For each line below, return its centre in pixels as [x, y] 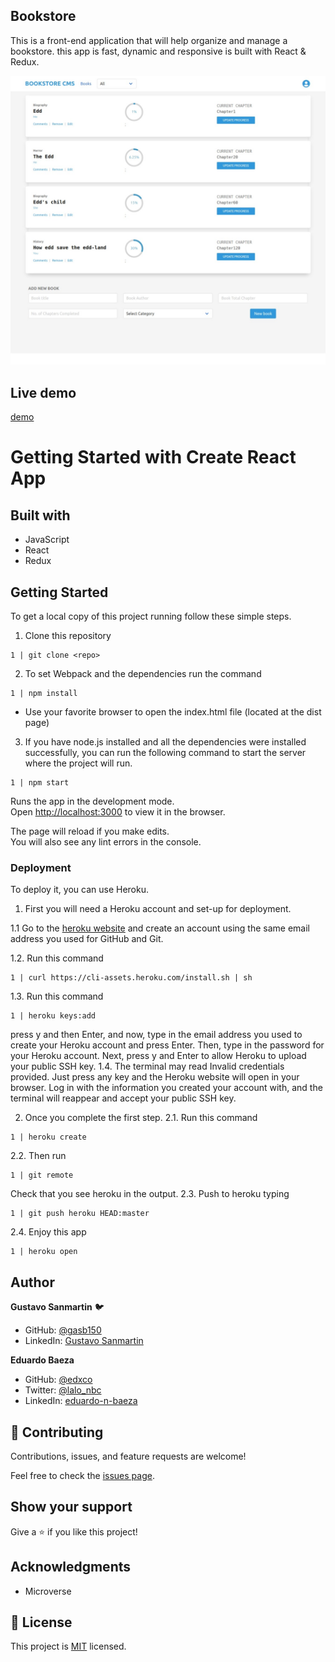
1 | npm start [40, 783]
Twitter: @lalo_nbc [63, 1390]
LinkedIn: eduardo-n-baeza [81, 1401]
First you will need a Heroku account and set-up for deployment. [158, 909]
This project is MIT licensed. [68, 1646]
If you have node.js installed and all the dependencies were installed [165, 742]
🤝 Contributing [57, 1432]
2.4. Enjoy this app [48, 1232]
